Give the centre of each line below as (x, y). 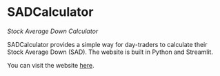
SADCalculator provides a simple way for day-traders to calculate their (107, 44)
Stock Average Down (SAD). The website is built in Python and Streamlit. (110, 52)
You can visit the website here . (51, 65)
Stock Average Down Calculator (53, 31)
